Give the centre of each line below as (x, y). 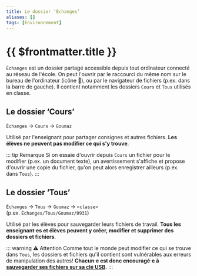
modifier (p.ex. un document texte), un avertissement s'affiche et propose (96, 161)
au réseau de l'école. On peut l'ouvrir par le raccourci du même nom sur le (96, 74)
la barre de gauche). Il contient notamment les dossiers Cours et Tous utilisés (98, 87)
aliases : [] (21, 17)
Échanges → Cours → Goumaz (39, 126)
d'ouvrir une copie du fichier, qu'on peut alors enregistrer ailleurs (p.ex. (93, 167)
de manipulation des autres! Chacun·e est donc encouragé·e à (83, 261)
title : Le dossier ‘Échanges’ (43, 11)
